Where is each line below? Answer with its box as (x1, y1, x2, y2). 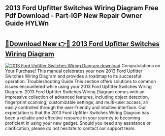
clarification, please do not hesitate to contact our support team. (5, 125, 136, 131)
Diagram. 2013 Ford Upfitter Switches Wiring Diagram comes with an (5, 89, 145, 95)
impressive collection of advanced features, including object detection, (5, 94, 149, 100)
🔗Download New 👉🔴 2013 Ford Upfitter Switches (5, 39, 160, 48)
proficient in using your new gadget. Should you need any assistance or (5, 120, 151, 126)
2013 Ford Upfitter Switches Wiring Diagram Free (5, 4, 159, 12)
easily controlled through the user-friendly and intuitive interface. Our (5, 105, 146, 110)
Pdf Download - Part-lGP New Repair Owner (5, 12, 142, 20)
